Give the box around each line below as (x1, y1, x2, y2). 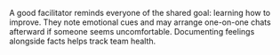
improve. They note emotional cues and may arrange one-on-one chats (9, 17, 271, 27)
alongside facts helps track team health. (9, 35, 156, 46)
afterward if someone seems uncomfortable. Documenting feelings (9, 27, 255, 36)
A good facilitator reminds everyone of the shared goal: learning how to (9, 8, 271, 18)
